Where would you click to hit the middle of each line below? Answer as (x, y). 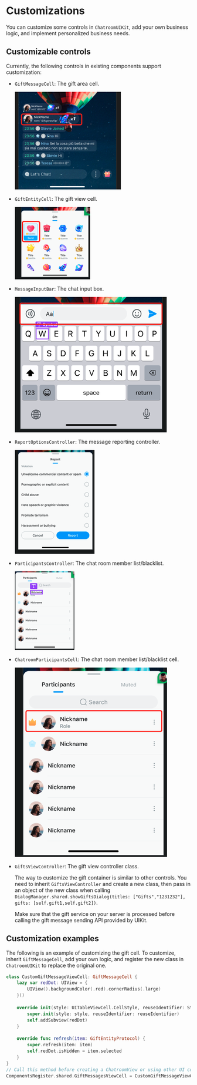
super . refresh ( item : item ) (60, 1045)
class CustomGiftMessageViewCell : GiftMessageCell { (72, 977)
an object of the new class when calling (62, 890)
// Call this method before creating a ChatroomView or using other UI (95, 1070)
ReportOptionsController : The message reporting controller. (87, 442)
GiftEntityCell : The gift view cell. (56, 198)
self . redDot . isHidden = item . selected (74, 1051)
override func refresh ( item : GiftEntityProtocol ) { (81, 1039)
